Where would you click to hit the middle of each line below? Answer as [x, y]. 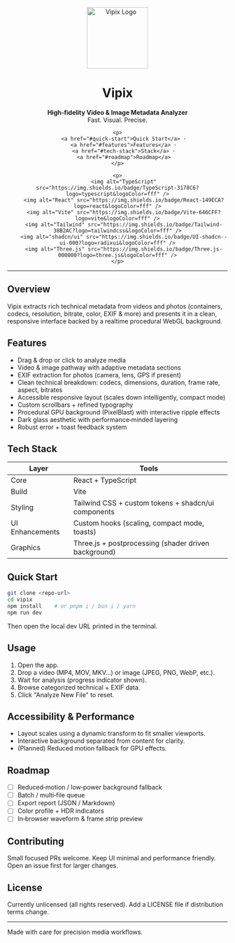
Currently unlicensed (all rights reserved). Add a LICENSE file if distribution [115, 904]
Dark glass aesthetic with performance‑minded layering [98, 419]
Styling [22, 508]
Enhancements [35, 532]
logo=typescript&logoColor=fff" [113, 194]
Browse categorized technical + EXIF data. [79, 687]
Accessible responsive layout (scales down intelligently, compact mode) [121, 397]
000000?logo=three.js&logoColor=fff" [113, 255]
